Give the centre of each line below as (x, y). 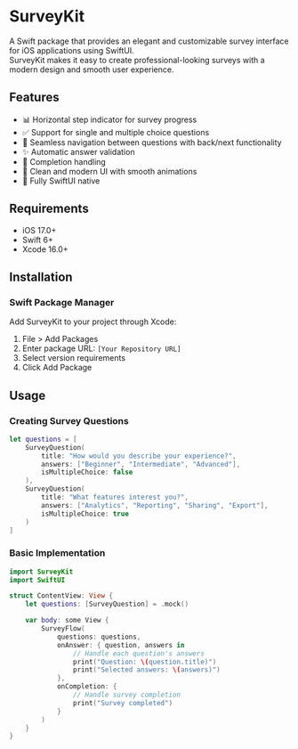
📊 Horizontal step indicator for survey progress (109, 119)
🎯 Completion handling (64, 161)
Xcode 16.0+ (45, 249)
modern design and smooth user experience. (92, 69)
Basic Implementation (57, 553)
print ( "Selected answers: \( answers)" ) (146, 670)
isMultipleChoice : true (85, 514)
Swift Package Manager (62, 302)
